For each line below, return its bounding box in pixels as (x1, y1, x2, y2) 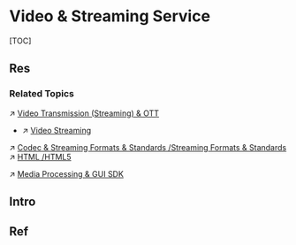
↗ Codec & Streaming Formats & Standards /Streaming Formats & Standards (9, 142, 287, 152)
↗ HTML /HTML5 (9, 151, 72, 162)
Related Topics (9, 88, 75, 100)
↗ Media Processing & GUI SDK (9, 168, 124, 179)
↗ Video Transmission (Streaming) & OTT (9, 108, 160, 119)
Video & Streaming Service (9, 6, 210, 27)
